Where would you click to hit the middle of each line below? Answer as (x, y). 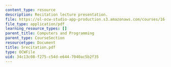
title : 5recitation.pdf (31, 47)
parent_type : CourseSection (35, 38)
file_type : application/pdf (35, 24)
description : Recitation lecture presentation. (57, 15)
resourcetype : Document (31, 43)
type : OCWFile (20, 52)
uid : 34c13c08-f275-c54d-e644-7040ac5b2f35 (52, 57)
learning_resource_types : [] (36, 29)
